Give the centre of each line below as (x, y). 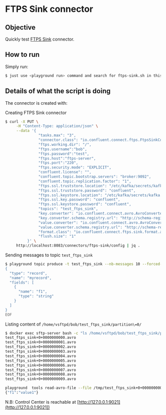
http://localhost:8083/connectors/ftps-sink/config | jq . (78, 246)
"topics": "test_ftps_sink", (68, 209)
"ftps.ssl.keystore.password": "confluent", (85, 204)
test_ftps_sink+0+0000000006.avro (41, 365)
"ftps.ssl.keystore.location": (70, 195)
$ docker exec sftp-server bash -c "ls (46, 333)
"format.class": (55, 232)
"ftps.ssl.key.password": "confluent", (79, 200)
